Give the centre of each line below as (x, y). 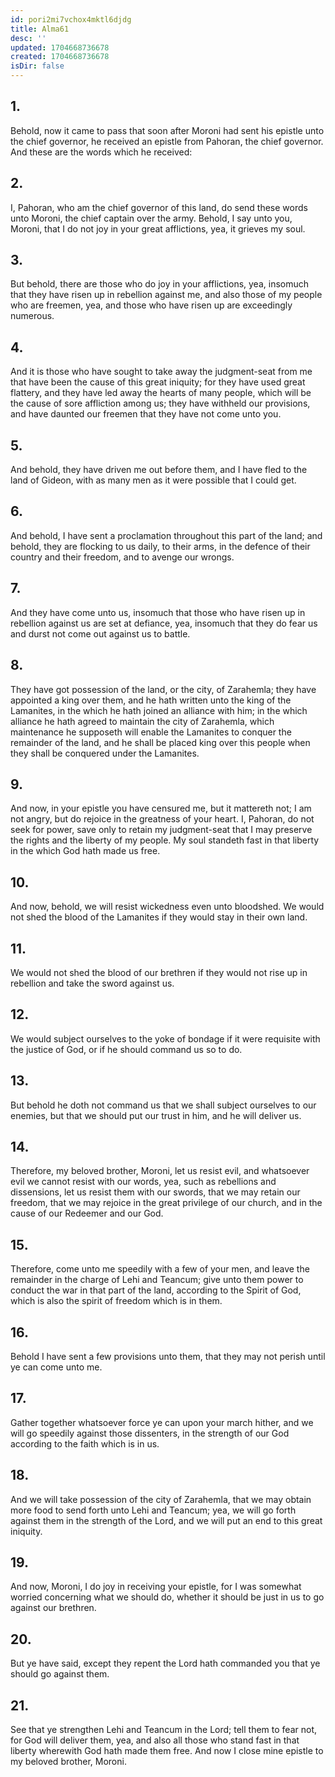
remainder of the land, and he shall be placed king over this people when (160, 742)
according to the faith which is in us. (85, 1443)
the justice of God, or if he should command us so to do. (126, 1049)
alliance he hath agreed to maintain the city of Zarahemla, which (142, 721)
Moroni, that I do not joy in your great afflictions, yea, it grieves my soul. (158, 228)
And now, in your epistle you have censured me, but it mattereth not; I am (161, 808)
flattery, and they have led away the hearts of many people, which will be (161, 393)
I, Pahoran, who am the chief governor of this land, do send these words (159, 207)
